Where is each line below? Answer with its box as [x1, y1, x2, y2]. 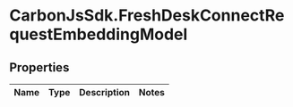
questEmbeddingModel [9, 24, 188, 45]
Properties [9, 60, 70, 75]
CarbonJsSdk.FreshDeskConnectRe [9, 5, 285, 26]
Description [79, 86, 130, 98]
